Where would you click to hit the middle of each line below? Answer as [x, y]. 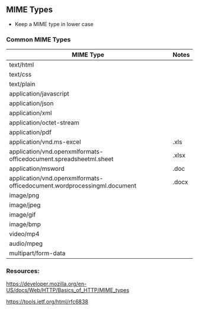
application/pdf [31, 132]
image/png [24, 195]
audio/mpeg [26, 244]
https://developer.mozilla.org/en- [46, 284]
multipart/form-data [37, 253]
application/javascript [39, 94]
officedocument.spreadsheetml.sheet [61, 159]
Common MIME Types [38, 39]
